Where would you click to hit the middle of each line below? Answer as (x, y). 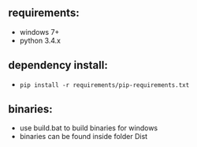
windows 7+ (39, 32)
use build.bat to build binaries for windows (89, 128)
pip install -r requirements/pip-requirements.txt (104, 85)
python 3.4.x (40, 40)
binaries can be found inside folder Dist (84, 137)
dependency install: (58, 65)
